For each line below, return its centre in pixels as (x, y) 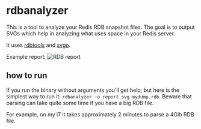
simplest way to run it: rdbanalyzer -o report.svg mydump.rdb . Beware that (99, 96)
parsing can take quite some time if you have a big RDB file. (80, 103)
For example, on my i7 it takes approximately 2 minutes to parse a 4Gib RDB (100, 114)
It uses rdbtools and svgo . (39, 45)
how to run (27, 76)
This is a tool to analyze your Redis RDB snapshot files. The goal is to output (100, 27)
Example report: (26, 56)
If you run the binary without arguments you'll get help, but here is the (93, 90)
